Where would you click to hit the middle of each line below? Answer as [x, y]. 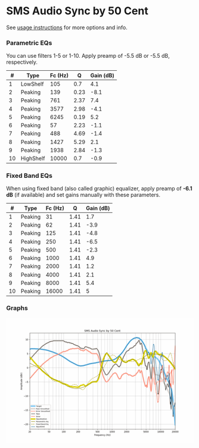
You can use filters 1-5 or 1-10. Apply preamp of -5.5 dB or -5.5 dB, [88, 56]
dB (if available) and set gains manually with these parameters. [83, 195]
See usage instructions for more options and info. [67, 27]
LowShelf [32, 84]
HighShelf [33, 158]
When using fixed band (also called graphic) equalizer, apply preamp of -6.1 [99, 189]
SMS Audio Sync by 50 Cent [77, 11]
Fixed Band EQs [29, 176]
